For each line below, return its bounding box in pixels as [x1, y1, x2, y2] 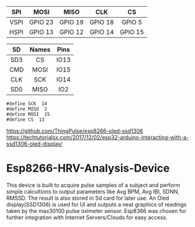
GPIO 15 [119, 28, 144, 36]
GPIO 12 [59, 28, 84, 36]
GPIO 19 [59, 18, 84, 26]
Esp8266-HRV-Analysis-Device [6, 161, 170, 175]
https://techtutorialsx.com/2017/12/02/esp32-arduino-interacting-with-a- [6, 134, 189, 141]
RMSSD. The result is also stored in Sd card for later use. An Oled [6, 194, 170, 202]
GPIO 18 [90, 18, 114, 26]
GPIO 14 [90, 28, 114, 36]
